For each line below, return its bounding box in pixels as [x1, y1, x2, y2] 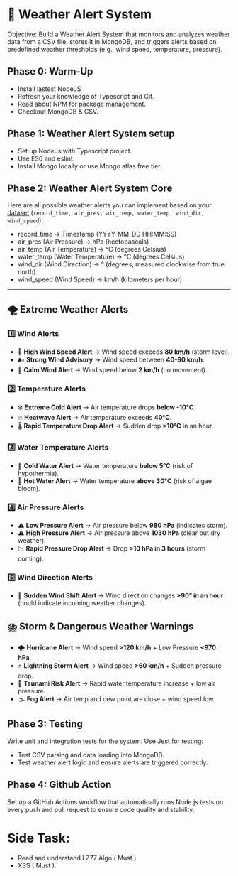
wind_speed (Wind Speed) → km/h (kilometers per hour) [17, 275, 183, 283]
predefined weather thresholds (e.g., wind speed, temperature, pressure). [7, 45, 222, 53]
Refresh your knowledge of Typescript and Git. [17, 92, 154, 100]
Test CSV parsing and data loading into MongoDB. [17, 750, 165, 759]
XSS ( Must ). [17, 861, 57, 870]
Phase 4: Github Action [7, 779, 112, 791]
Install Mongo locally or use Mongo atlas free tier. [17, 161, 162, 170]
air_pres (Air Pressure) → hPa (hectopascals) [17, 237, 149, 246]
